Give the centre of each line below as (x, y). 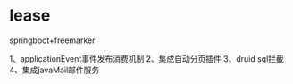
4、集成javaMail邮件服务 (54, 70)
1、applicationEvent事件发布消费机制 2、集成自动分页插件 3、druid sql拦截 (146, 58)
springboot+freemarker (52, 40)
